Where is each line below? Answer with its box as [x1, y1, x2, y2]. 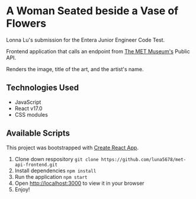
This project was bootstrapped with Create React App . [6, 144, 139, 151]
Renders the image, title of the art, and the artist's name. [6, 65, 144, 72]
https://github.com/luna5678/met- [101, 156, 187, 162]
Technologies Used [6, 83, 79, 93]
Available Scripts [6, 129, 70, 139]
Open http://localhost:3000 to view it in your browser [14, 179, 144, 187]
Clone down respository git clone [14, 155, 99, 162]
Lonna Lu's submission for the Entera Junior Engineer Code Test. [6, 36, 165, 43]
